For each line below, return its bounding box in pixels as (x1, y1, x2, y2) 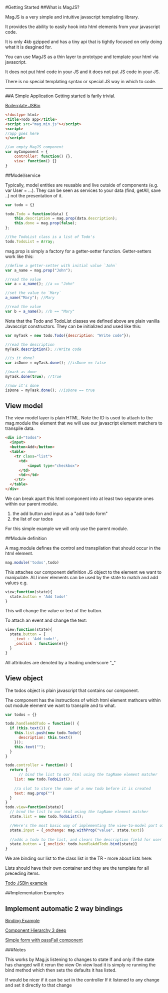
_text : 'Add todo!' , (14, 636, 59, 642)
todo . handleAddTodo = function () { (5, 721, 79, 726)
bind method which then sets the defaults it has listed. (5, 967, 116, 973)
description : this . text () (18, 735, 72, 740)
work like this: (5, 253, 34, 260)
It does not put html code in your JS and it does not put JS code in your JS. (5, 69, 160, 75)
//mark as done (5, 369, 37, 375)
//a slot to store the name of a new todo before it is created (14, 786, 151, 791)
